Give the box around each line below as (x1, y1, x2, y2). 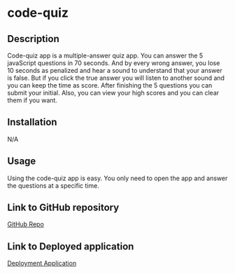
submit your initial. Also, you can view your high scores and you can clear (7, 89, 220, 97)
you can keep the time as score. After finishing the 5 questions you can (7, 81, 213, 89)
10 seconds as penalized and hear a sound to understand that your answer (7, 67, 222, 74)
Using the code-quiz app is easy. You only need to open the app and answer (7, 174, 228, 182)
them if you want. (7, 96, 58, 104)
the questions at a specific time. (7, 181, 99, 190)
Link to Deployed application (7, 240, 134, 252)
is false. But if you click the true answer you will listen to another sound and (7, 74, 225, 82)
